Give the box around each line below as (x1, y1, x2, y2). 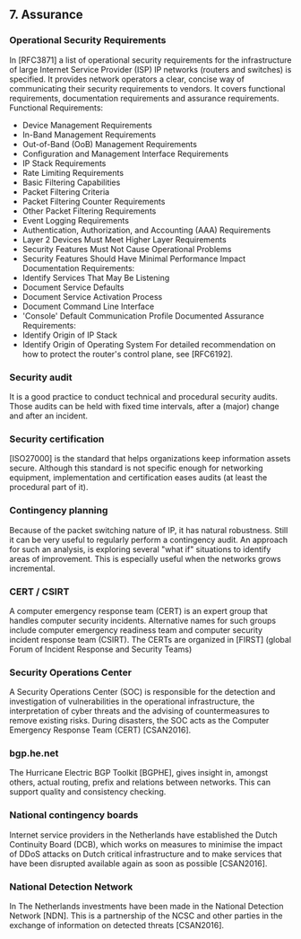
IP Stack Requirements (21, 157, 107, 169)
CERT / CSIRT (9, 585, 70, 598)
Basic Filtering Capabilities (21, 177, 121, 188)
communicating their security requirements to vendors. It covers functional (9, 83, 286, 93)
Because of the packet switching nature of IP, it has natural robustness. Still (9, 524, 288, 535)
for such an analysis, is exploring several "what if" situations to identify (9, 543, 271, 555)
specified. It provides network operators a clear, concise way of (9, 74, 245, 84)
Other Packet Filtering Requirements (21, 206, 157, 216)
